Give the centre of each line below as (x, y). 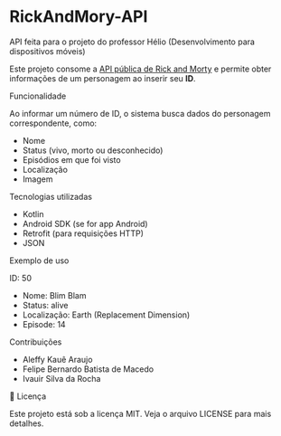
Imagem (37, 179)
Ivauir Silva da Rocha (61, 378)
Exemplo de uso (39, 261)
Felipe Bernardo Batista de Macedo (88, 369)
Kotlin (33, 213)
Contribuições (36, 342)
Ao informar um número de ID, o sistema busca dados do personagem (140, 113)
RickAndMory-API (79, 17)
